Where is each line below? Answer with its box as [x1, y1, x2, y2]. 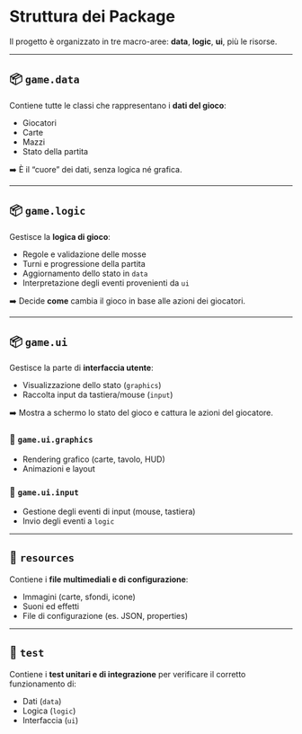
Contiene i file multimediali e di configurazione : [9, 573, 189, 585]
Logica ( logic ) [22, 705, 76, 716]
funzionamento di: [9, 678, 76, 689]
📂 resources [9, 550, 75, 565]
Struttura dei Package [9, 6, 175, 27]
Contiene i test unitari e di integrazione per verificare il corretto [9, 668, 246, 679]
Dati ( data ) [22, 695, 62, 706]
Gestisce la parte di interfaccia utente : [9, 362, 155, 374]
